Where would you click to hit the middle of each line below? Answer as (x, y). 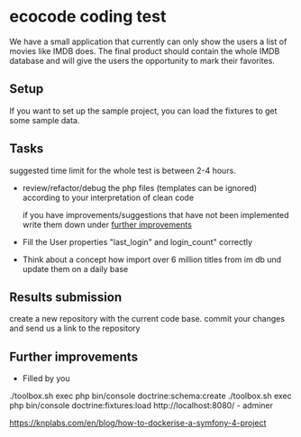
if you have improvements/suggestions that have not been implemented (156, 214)
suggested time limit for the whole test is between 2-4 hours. (123, 170)
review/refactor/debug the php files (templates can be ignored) (140, 187)
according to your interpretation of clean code (108, 197)
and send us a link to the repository (75, 328)
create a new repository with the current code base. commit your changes (147, 319)
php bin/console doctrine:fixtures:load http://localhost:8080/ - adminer (141, 405)
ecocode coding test (88, 17)
